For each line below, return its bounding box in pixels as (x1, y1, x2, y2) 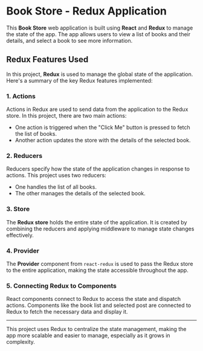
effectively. (6, 231, 34, 239)
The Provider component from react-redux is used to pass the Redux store (6, 260, 193, 267)
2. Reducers (6, 151, 43, 160)
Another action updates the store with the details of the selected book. (14, 137, 192, 144)
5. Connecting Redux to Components (6, 282, 117, 290)
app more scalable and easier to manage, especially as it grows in (6, 332, 170, 339)
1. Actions (6, 92, 36, 100)
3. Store (6, 205, 30, 213)
